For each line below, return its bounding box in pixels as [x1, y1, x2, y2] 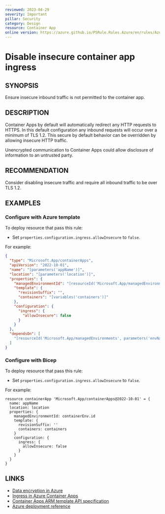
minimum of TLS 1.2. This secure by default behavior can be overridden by [5, 132, 156, 138]
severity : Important [5, 12, 48, 17]
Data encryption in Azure [12, 487, 63, 493]
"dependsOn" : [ [9, 331, 41, 336]
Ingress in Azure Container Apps [12, 493, 79, 499]
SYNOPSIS [5, 81, 39, 90]
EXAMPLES [5, 199, 41, 207]
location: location [9, 405, 50, 410]
